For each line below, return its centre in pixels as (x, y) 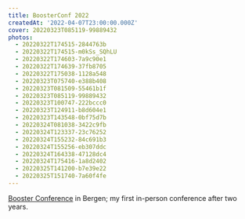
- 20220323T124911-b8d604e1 (61, 111)
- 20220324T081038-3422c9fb (61, 125)
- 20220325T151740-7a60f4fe (61, 176)
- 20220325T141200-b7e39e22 (61, 169)
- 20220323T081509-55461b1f (61, 88)
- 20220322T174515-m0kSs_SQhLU (66, 52)
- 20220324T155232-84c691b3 (61, 139)
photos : (21, 37)
